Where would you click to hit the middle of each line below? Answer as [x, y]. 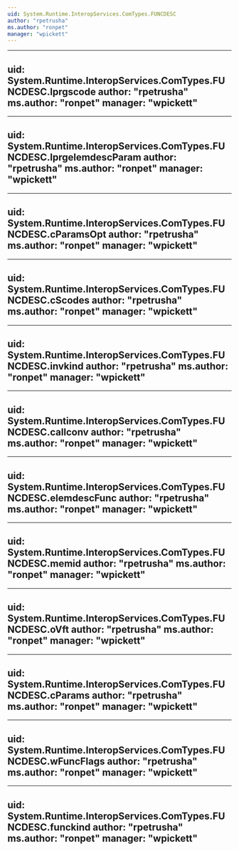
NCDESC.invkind [46, 366]
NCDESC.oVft [38, 630]
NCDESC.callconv [48, 432]
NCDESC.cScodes [49, 300]
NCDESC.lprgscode [52, 92]
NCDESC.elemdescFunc [62, 498]
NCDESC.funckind [49, 827]
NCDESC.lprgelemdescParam [74, 158]
